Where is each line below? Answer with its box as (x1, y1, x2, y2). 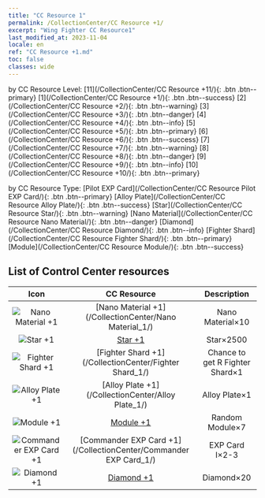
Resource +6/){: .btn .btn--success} (81, 135, 200, 144)
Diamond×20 (202, 472, 252, 483)
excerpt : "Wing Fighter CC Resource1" (8, 26, 136, 34)
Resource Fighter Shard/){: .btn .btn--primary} (81, 233, 233, 243)
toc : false (8, 56, 44, 64)
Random (211, 411, 243, 422)
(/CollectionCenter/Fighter (82, 356, 180, 367)
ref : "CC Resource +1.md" (8, 48, 93, 56)
